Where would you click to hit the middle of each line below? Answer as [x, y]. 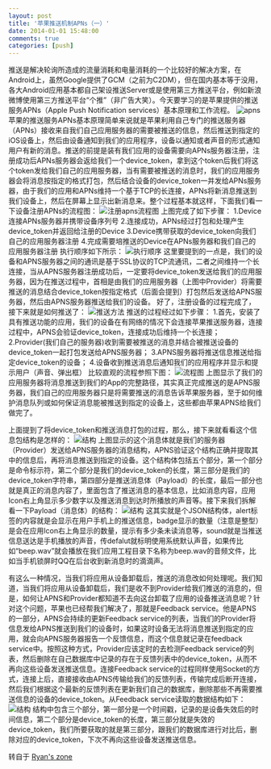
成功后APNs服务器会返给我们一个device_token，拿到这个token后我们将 [133, 161]
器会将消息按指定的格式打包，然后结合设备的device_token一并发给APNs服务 [135, 181]
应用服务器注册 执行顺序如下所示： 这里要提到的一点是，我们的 [132, 252]
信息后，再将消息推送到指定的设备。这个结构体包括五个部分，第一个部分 [142, 460]
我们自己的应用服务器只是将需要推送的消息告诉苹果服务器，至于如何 [142, 393]
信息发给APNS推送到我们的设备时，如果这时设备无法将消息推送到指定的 [128, 629]
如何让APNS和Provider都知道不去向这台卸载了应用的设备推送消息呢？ [138, 599]
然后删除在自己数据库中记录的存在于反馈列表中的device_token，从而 [136, 659]
